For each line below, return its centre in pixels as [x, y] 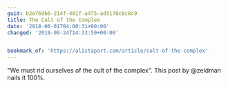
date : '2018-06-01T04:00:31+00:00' [58, 26]
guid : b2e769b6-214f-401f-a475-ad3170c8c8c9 [72, 13]
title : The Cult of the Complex [54, 20]
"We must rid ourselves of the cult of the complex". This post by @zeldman [114, 71]
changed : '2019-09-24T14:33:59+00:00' [63, 33]
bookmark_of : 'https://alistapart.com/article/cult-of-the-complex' [108, 51]
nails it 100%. [26, 78]
